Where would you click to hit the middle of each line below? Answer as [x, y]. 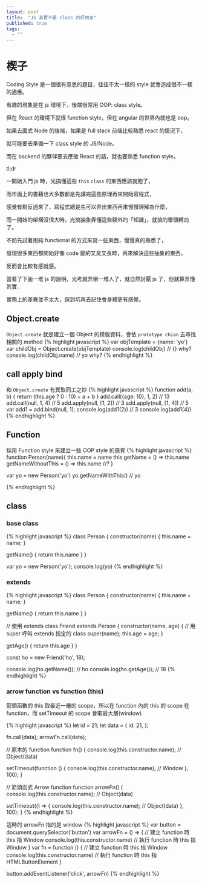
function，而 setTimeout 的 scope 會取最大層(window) [74, 713]
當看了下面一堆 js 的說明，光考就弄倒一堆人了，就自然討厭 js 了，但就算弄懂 [101, 279]
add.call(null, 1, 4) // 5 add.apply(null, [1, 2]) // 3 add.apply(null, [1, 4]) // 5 [98, 403]
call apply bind [34, 374]
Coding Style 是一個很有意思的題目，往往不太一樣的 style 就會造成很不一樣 [99, 84]
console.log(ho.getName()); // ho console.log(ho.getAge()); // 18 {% [91, 669]
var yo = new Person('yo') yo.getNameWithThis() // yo [73, 475]
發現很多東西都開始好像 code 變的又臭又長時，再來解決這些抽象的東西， [96, 253]
